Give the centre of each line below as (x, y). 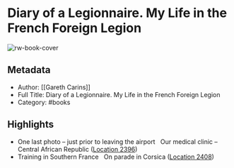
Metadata (29, 70)
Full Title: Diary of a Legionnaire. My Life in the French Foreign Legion (119, 94)
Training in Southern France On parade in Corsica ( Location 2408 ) (116, 157)
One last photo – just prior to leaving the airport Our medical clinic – (117, 141)
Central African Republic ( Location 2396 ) (77, 149)
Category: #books (44, 102)
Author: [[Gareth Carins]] (54, 87)
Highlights (31, 124)
